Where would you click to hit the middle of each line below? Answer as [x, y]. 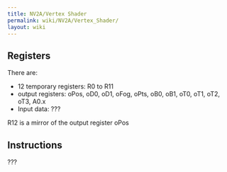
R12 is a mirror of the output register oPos [68, 123]
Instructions [35, 145]
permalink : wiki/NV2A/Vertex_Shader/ [63, 21]
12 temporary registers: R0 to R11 [65, 86]
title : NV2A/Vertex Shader [47, 14]
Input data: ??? [39, 109]
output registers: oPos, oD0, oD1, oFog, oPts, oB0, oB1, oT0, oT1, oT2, [118, 94]
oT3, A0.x [32, 102]
